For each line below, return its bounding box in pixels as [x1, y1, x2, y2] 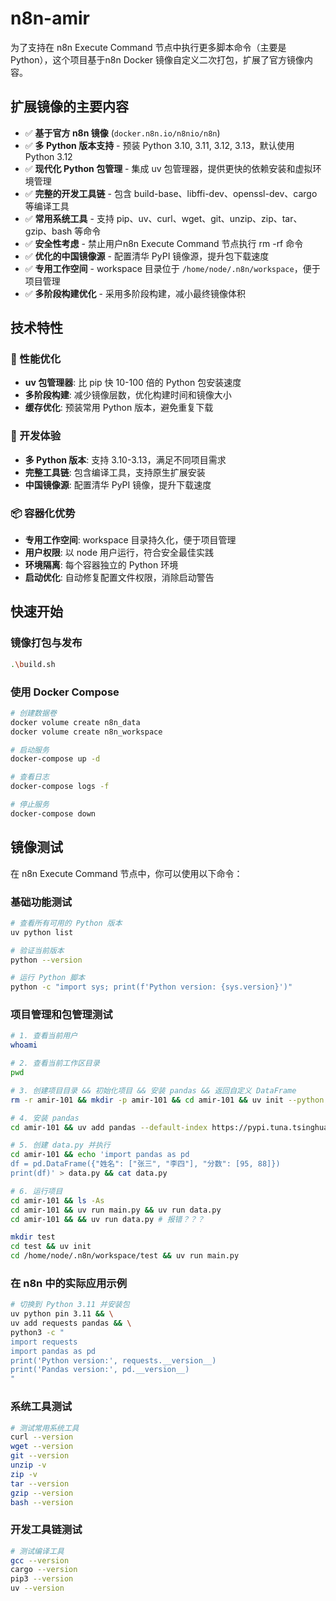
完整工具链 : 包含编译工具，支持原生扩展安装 [24, 466, 206, 478]
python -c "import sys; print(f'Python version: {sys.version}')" [10, 982, 293, 992]
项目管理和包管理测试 [10, 1008, 113, 1022]
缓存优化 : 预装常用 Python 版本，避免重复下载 [24, 402, 214, 414]
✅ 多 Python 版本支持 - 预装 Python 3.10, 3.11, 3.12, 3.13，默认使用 [24, 139, 295, 151]
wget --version [10, 1442, 74, 1452]
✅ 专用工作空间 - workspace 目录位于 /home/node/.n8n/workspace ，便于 [24, 262, 321, 274]
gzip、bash [24, 225, 73, 237]
